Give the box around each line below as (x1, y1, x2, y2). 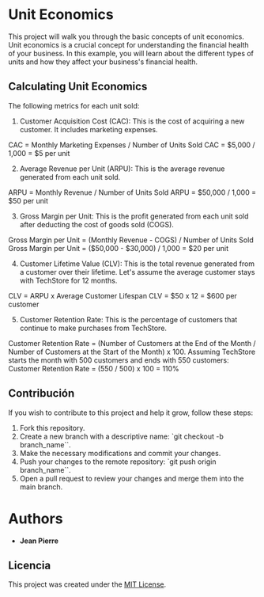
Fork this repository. (19, 423, 85, 432)
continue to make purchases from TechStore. (19, 323, 168, 333)
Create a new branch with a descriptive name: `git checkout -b (19, 432, 224, 441)
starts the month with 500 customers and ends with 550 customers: (8, 355, 229, 365)
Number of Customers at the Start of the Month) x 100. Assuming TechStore (8, 347, 255, 356)
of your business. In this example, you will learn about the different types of (8, 48, 255, 58)
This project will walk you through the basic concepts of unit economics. (8, 32, 245, 41)
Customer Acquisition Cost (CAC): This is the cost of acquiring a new (19, 116, 245, 126)
